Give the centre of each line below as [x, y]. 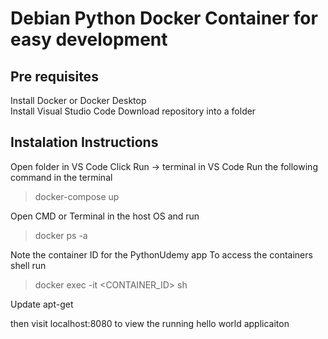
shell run [28, 265]
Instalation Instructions [84, 142]
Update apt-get [42, 304]
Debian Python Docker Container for [164, 18]
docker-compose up [77, 196]
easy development [89, 39]
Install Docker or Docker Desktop [78, 100]
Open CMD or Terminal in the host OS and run [105, 216]
